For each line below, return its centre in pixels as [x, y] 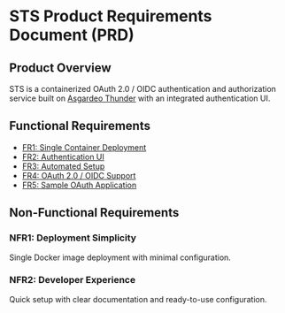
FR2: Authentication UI [63, 156]
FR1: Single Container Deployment [84, 147]
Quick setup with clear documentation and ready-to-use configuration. [138, 299]
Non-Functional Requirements [94, 213]
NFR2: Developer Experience [72, 280]
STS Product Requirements [111, 16]
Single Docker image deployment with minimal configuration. [120, 257]
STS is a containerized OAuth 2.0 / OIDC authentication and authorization [143, 89]
